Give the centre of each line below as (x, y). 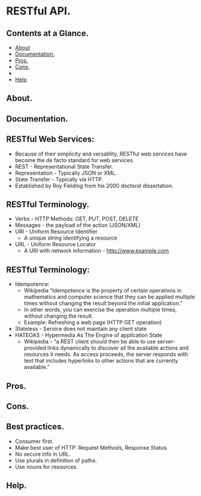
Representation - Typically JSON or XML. (66, 173)
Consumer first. (34, 441)
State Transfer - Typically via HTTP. (59, 179)
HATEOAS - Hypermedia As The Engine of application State (88, 335)
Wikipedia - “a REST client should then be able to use (90, 342)
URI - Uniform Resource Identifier (56, 232)
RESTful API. (38, 11)
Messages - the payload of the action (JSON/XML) (78, 225)
